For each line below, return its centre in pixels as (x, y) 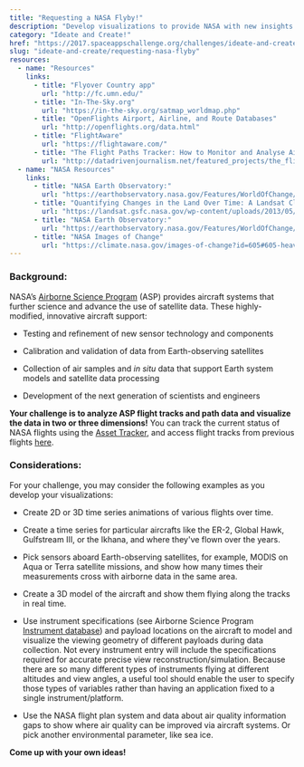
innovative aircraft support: (97, 316)
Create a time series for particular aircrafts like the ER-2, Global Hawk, (153, 530)
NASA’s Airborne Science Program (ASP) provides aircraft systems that (142, 296)
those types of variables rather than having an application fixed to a (148, 688)
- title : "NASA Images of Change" (99, 236)
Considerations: (46, 465)
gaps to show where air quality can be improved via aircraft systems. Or (157, 724)
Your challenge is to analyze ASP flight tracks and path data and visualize (150, 413)
